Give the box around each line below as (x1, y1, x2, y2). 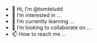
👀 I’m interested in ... (11, 12, 62, 19)
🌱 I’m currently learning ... (11, 18, 75, 24)
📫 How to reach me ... (11, 31, 66, 37)
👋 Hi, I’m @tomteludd (11, 6, 63, 12)
